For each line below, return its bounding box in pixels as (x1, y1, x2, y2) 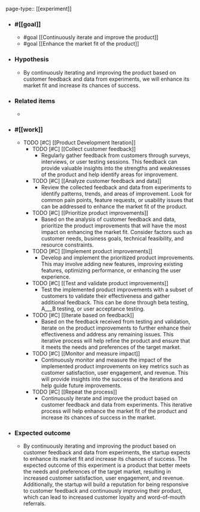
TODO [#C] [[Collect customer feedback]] (32, 146, 136, 153)
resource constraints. (41, 241, 94, 248)
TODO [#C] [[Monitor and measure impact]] (32, 350, 140, 357)
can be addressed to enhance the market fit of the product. (41, 203, 188, 210)
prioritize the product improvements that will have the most (41, 222, 187, 229)
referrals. (23, 500, 46, 507)
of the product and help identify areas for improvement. (41, 171, 178, 178)
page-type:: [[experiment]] (5, 5, 72, 12)
